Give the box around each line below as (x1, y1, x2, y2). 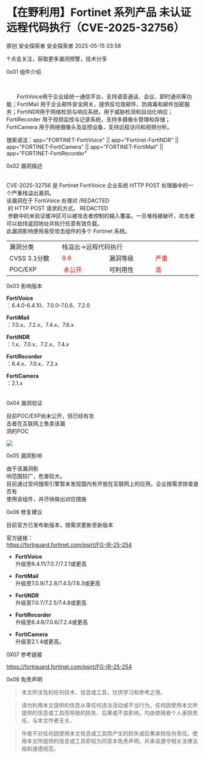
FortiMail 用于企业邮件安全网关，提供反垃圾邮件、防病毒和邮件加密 (16, 100, 185, 107)
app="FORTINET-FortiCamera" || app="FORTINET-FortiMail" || (6, 143, 164, 150)
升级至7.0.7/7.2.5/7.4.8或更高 (15, 599, 87, 606)
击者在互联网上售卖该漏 (6, 420, 65, 427)
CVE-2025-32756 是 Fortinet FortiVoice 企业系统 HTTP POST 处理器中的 (6, 181, 189, 189)
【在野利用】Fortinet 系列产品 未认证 (6, 5, 192, 20)
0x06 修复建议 (6, 508, 43, 515)
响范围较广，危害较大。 (6, 472, 65, 479)
